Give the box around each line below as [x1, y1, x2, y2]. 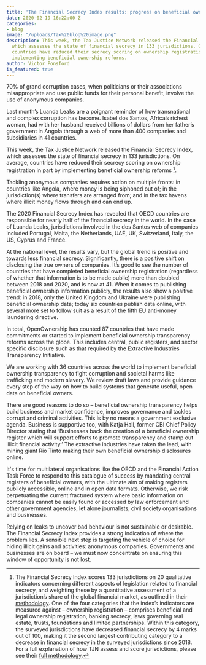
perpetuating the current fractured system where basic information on [6, 492, 184, 499]
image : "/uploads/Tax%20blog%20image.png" [6, 32, 116, 38]
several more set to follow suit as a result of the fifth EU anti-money [6, 307, 177, 314]
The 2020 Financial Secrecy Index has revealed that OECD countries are [6, 210, 189, 218]
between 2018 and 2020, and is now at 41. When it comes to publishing [6, 281, 187, 288]
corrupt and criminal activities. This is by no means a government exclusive [6, 414, 197, 422]
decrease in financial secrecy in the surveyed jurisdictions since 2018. [15, 639, 193, 646]
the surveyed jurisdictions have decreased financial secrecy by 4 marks [15, 626, 197, 633]
